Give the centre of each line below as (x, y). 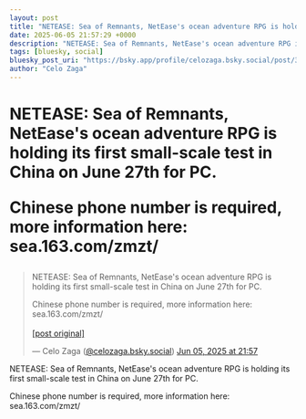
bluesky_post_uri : (44, 60)
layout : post (34, 18)
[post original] (58, 333)
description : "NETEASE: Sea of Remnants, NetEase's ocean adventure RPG (150, 43)
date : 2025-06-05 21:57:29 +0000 (73, 35)
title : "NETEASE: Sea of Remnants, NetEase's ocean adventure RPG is (144, 26)
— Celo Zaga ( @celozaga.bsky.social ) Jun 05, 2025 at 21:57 (145, 351)
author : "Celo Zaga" (49, 69)
